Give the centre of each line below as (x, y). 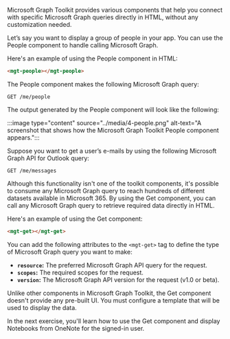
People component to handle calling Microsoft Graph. (83, 45)
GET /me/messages (32, 171)
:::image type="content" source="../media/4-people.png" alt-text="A (104, 122)
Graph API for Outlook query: (48, 158)
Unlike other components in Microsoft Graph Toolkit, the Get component (109, 293)
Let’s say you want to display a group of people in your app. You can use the (115, 38)
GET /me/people (29, 97)
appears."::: (23, 138)
